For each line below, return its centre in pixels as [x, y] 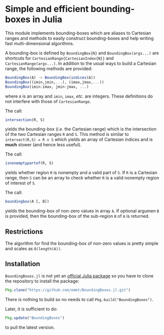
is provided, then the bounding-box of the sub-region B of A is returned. [77, 216]
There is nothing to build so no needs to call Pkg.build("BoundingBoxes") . [79, 299]
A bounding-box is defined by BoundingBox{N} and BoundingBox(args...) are [82, 53]
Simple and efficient [47, 9]
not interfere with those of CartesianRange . [48, 101]
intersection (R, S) [25, 120]
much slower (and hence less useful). [43, 145]
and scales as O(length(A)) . [34, 248]
